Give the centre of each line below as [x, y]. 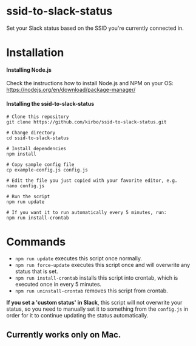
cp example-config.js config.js [47, 170]
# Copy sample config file [40, 164]
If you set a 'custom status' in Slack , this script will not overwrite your [94, 303]
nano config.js [25, 186]
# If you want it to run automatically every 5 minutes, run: [86, 212]
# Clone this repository [38, 117]
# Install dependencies [36, 148]
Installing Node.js [29, 70]
